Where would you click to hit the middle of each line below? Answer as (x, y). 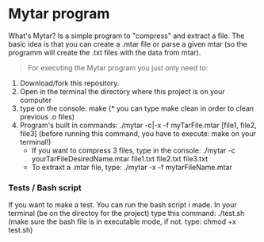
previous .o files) (47, 116)
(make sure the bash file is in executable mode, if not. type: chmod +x (122, 221)
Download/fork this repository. (69, 83)
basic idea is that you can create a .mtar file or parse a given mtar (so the (128, 43)
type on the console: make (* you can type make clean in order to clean (137, 108)
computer (36, 100)
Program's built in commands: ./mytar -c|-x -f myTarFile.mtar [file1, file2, (138, 125)
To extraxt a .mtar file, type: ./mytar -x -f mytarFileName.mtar (132, 167)
